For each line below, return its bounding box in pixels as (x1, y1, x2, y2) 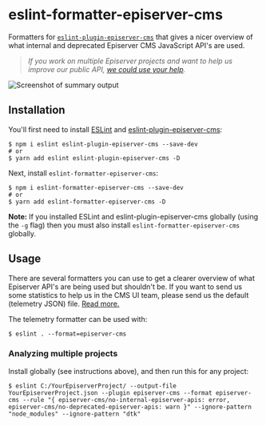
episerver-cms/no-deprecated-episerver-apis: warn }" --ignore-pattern (8, 403, 252, 411)
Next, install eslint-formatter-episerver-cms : (8, 168, 158, 178)
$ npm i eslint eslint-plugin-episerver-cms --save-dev (8, 140, 198, 148)
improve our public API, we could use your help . (27, 64, 186, 74)
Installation (8, 103, 66, 117)
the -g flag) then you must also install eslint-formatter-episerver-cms (8, 220, 240, 230)
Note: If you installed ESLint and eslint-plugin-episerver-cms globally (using (8, 211, 259, 221)
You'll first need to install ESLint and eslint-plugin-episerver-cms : (8, 124, 223, 134)
